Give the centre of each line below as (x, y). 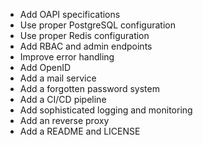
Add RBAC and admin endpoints (86, 46)
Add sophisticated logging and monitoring (106, 110)
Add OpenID (45, 67)
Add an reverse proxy (64, 120)
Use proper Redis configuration (84, 35)
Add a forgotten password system (89, 88)
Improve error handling (67, 57)
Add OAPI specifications (70, 14)
